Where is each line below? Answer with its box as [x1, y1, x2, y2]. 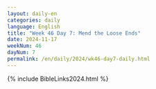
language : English [7, 23, 60, 30]
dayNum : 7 [7, 49, 36, 56]
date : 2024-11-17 [7, 36, 58, 43]
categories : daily [7, 17, 60, 24]
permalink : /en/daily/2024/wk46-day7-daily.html [7, 56, 150, 63]
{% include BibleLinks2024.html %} [7, 74, 109, 83]
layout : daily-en [7, 10, 58, 17]
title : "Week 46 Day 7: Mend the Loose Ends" [7, 29, 141, 37]
